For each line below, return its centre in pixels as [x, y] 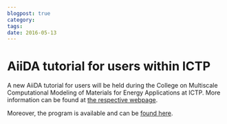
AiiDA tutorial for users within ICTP [109, 66]
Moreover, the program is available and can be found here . [90, 113]
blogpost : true [29, 13]
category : [21, 20]
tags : [15, 26]
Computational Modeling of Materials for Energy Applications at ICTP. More [114, 92]
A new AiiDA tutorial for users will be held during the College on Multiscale [112, 86]
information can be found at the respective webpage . [83, 100]
